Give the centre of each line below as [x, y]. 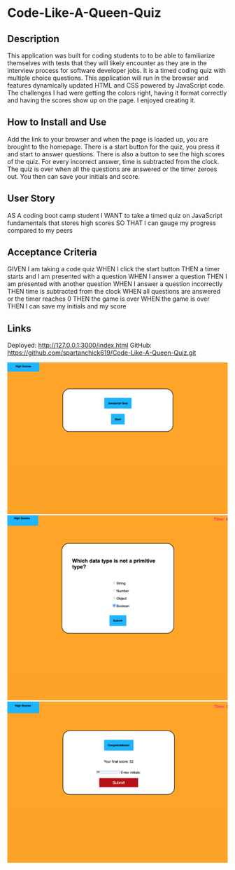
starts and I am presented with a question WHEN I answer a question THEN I [117, 277]
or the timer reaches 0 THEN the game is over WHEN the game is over [108, 299]
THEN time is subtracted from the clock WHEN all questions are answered [114, 292]
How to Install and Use [57, 122]
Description [33, 39]
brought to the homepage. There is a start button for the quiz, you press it [114, 147]
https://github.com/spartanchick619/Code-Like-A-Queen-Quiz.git [102, 353]
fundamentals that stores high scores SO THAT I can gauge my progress [112, 223]
